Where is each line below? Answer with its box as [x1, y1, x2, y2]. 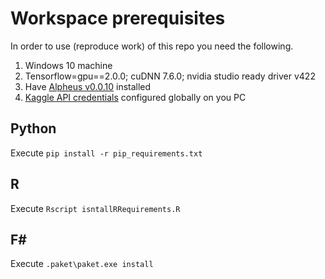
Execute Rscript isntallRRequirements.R [10, 202, 181, 214]
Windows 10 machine [24, 59, 113, 71]
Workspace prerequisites [10, 7, 226, 30]
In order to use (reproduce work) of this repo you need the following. [10, 40, 294, 52]
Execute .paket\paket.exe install [10, 258, 154, 270]
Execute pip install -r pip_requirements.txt [10, 147, 203, 159]
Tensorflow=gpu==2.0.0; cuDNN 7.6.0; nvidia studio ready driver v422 [24, 70, 316, 82]
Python [10, 120, 57, 137]
